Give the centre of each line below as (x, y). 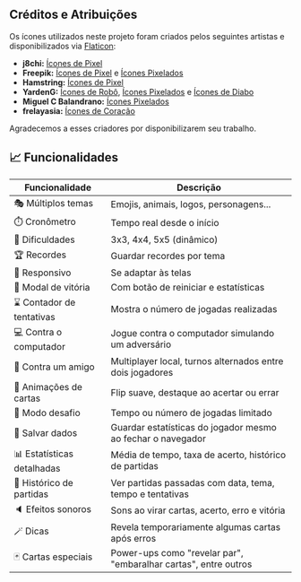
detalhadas (37, 468)
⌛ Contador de (45, 302)
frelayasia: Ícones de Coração (79, 110)
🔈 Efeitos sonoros (53, 508)
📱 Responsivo (43, 273)
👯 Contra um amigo (55, 367)
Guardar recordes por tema (168, 256)
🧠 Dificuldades (44, 239)
